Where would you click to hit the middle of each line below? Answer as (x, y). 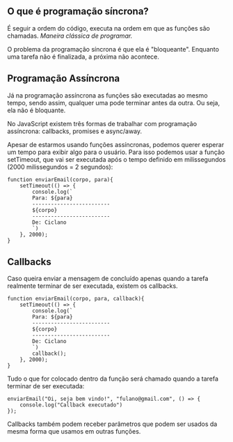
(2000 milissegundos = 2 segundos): (60, 167)
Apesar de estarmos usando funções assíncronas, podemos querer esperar (116, 144)
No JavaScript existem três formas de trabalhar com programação (102, 123)
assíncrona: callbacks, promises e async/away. (75, 131)
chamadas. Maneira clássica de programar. (70, 36)
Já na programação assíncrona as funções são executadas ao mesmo (107, 95)
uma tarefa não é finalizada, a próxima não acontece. (83, 56)
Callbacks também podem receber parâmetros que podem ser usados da (112, 424)
